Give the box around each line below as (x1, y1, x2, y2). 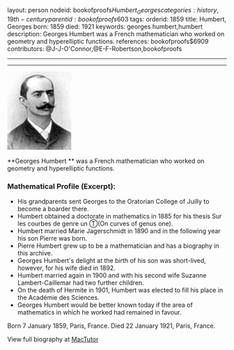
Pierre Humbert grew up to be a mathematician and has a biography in (17, 241, 219, 250)
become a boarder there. (17, 205, 89, 213)
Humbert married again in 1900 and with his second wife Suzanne (17, 271, 207, 280)
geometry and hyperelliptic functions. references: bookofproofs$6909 (7, 37, 209, 45)
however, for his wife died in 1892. (17, 264, 116, 272)
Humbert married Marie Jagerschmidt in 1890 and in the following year (17, 227, 221, 235)
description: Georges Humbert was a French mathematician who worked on (7, 29, 225, 38)
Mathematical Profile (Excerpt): (7, 181, 116, 191)
